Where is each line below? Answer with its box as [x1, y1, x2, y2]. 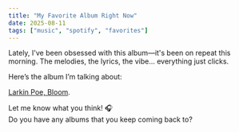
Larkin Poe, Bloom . [8, 87, 70, 97]
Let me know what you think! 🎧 [8, 103, 114, 113]
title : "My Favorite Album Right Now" [8, 11, 137, 20]
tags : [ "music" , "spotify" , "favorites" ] [8, 26, 149, 34]
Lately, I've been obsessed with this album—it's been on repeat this [8, 49, 231, 58]
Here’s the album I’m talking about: [8, 72, 122, 82]
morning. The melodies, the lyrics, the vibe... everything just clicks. [8, 56, 229, 66]
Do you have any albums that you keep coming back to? [8, 115, 193, 124]
